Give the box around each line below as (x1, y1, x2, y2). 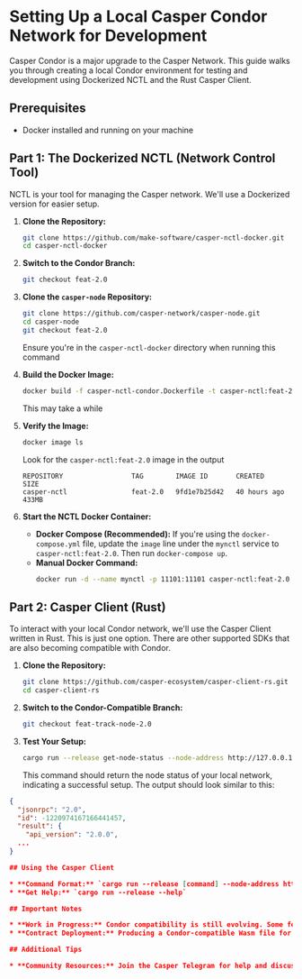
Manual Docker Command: (35, 557, 138, 568)
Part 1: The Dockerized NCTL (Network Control (9, 151, 276, 166)
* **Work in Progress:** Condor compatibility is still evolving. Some (9, 920, 283, 929)
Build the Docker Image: (22, 369, 114, 380)
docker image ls (22, 437, 84, 447)
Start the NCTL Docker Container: (22, 511, 152, 522)
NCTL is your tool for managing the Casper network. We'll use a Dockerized (9, 188, 290, 199)
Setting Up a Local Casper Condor (9, 6, 268, 27)
